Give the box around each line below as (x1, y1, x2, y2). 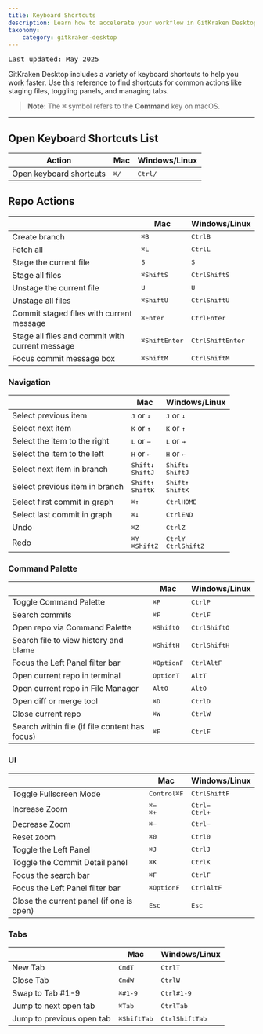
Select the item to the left (12, 448, 104, 459)
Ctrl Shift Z (165, 543, 205, 550)
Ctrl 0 (191, 833, 211, 841)
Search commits (12, 609, 72, 620)
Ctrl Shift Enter (191, 337, 245, 345)
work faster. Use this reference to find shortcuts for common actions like (8, 78, 243, 87)
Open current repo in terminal (12, 670, 121, 681)
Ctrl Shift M (191, 354, 230, 363)
